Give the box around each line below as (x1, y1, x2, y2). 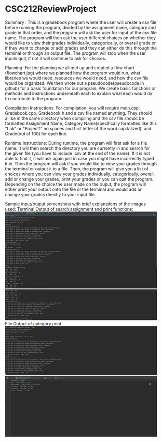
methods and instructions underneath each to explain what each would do (5, 91, 153, 96)
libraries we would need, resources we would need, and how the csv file (5, 75, 148, 81)
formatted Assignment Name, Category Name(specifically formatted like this (5, 120, 157, 126)
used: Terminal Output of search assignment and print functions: (5, 206, 134, 212)
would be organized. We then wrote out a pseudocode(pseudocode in (5, 80, 144, 86)
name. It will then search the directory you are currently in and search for (5, 145, 150, 151)
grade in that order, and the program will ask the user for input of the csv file (5, 30, 157, 35)
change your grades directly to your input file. (5, 191, 96, 197)
